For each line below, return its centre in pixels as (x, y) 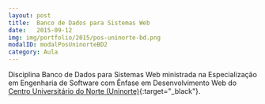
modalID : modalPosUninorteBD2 (58, 45)
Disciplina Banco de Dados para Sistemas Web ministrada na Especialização (132, 74)
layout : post (30, 15)
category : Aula (33, 52)
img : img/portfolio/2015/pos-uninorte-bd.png (84, 37)
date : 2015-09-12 (40, 30)
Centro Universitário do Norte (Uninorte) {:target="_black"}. (104, 91)
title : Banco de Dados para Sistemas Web (79, 23)
